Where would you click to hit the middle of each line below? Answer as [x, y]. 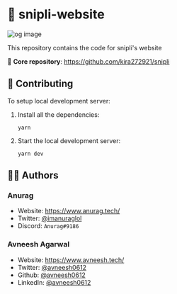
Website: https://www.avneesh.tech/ [71, 260]
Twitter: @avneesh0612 [52, 267]
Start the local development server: [69, 140]
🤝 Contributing [40, 84]
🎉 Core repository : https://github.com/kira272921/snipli [88, 61]
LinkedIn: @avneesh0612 [54, 282]
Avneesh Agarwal [39, 244]
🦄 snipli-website [56, 15]
